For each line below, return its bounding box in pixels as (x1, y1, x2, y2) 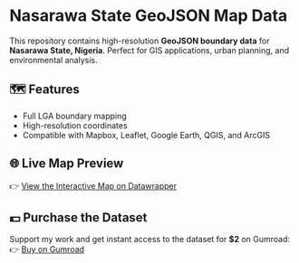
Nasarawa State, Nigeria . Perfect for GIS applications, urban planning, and (9, 44, 290, 55)
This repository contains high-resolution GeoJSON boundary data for (9, 35, 270, 46)
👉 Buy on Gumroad (9, 244, 84, 255)
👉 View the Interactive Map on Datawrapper (9, 180, 178, 191)
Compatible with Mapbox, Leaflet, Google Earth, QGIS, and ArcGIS (22, 129, 270, 140)
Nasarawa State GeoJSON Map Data (9, 5, 288, 26)
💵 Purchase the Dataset (9, 210, 148, 225)
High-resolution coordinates (22, 119, 129, 131)
